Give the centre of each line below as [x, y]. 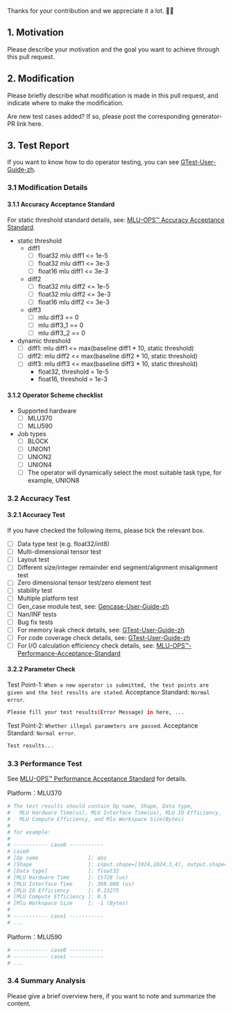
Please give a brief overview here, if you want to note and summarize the [112, 996]
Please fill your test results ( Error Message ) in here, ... [96, 712]
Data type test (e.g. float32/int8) [63, 544]
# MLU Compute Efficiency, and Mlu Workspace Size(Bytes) [96, 819]
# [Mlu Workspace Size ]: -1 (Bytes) [68, 903]
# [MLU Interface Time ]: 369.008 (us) [71, 884]
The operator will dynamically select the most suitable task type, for [124, 472]
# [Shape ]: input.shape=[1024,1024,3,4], [96, 865]
